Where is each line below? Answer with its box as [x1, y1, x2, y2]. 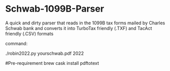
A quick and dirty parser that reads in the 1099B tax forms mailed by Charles [5, 20, 165, 26]
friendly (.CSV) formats [5, 30, 54, 37]
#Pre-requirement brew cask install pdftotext [5, 60, 99, 66]
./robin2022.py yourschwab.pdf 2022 [5, 50, 84, 56]
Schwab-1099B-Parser [5, 3, 105, 15]
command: [5, 40, 28, 46]
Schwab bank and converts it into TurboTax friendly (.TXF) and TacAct [5, 25, 152, 31]
